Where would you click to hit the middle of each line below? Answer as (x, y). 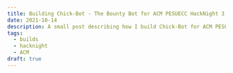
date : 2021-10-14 (32, 20)
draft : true (24, 59)
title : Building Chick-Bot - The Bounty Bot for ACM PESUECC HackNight (113, 14)
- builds (26, 40)
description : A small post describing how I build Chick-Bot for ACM (110, 26)
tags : (15, 33)
